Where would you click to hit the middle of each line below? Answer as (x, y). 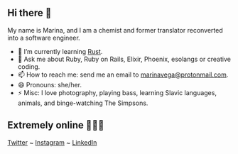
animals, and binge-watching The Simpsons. (83, 103)
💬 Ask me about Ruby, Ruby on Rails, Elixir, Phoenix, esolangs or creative (124, 59)
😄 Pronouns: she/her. (50, 84)
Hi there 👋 (29, 13)
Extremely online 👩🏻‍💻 (56, 125)
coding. (29, 66)
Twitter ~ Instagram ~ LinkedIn (52, 142)
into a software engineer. (44, 38)
